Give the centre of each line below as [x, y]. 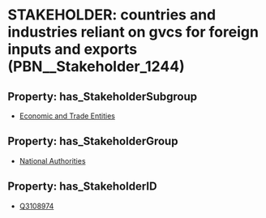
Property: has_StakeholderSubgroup [103, 96]
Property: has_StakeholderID [82, 187]
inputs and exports [73, 49]
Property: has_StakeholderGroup [93, 141]
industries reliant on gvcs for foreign [133, 32]
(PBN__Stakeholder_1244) [96, 67]
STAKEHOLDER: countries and [112, 15]
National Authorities [52, 160]
